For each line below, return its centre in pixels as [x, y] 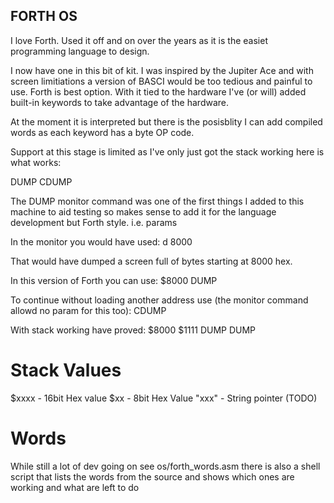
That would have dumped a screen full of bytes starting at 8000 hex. [151, 261]
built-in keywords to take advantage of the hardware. [120, 102]
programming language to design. [80, 51]
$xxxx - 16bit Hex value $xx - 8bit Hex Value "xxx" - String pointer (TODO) [164, 398]
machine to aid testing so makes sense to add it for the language [143, 211]
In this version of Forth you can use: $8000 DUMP [114, 280]
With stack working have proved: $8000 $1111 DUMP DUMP [133, 330]
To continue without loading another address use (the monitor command [159, 300]
